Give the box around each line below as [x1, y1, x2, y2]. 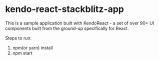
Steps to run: [5, 35, 32, 41]
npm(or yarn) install [12, 44, 53, 50]
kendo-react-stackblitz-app [5, 3, 124, 15]
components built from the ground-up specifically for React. [5, 25, 129, 31]
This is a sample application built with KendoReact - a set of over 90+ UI [5, 20, 154, 26]
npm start [12, 50, 32, 56]
